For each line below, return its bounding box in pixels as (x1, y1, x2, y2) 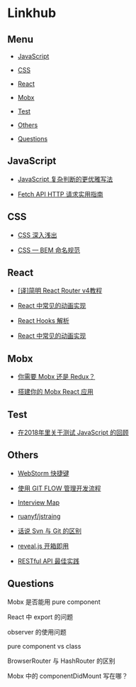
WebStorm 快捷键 (17, 468, 69, 477)
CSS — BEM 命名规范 (17, 246, 81, 254)
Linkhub (7, 5, 57, 21)
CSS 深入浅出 (17, 231, 57, 239)
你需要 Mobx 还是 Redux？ (17, 373, 96, 381)
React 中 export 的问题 (7, 612, 73, 621)
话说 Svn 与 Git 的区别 (17, 527, 82, 535)
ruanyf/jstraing (17, 512, 61, 520)
